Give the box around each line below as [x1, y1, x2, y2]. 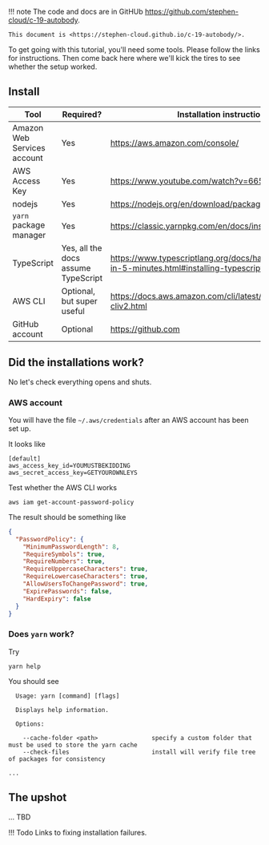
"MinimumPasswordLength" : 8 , [22, 542, 120, 551]
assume [61, 262, 91, 273]
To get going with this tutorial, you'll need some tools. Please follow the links [8, 45, 260, 54]
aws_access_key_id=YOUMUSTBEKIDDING [8, 461, 130, 469]
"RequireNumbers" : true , [22, 557, 106, 565]
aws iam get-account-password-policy [8, 498, 134, 506]
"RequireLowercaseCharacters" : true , [22, 573, 149, 581]
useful [61, 305, 86, 316]
